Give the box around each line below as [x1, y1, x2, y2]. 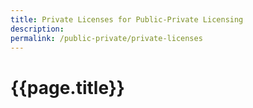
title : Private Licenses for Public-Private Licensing [10, 14, 244, 25]
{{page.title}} [10, 76, 125, 99]
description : [10, 24, 65, 34]
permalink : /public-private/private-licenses [10, 33, 203, 43]
